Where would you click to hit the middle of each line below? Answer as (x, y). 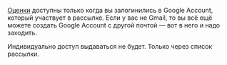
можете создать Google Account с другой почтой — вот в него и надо (114, 25)
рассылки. (23, 54)
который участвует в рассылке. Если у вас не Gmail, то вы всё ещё (110, 18)
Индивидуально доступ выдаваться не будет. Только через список (110, 46)
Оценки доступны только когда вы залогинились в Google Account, (110, 10)
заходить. (22, 32)
